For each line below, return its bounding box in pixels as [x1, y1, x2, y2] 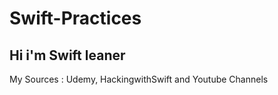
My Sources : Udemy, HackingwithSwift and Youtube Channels [9, 73, 269, 85]
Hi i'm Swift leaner [9, 47, 126, 64]
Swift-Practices [9, 7, 142, 30]
